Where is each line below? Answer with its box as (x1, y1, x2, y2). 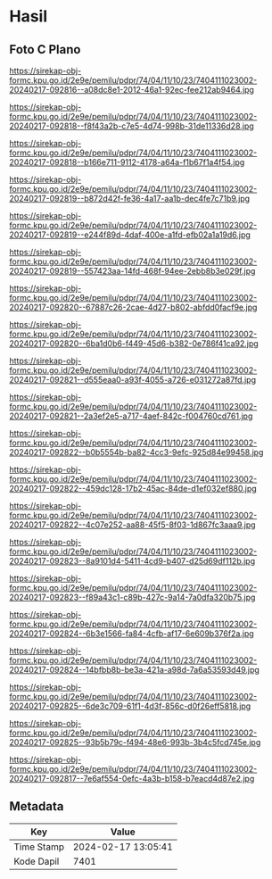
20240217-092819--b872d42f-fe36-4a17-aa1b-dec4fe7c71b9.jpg (9, 194, 251, 203)
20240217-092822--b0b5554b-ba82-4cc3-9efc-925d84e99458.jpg (9, 447, 264, 457)
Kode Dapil (13, 855, 60, 867)
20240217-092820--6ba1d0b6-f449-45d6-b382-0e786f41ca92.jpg (9, 338, 259, 349)
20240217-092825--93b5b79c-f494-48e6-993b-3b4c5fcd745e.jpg (9, 737, 261, 747)
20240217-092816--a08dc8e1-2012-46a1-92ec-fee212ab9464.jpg (9, 85, 254, 95)
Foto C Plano (9, 42, 81, 57)
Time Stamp (13, 841, 65, 853)
